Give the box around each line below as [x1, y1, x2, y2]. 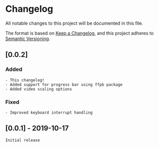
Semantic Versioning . [5, 35, 50, 42]
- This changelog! [5, 78, 45, 83]
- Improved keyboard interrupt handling [5, 110, 93, 115]
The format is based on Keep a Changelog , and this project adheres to [5, 30, 154, 36]
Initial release [5, 137, 40, 143]
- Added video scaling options [5, 86, 72, 91]
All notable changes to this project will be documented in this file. [5, 20, 144, 26]
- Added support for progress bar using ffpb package [5, 82, 123, 87]
